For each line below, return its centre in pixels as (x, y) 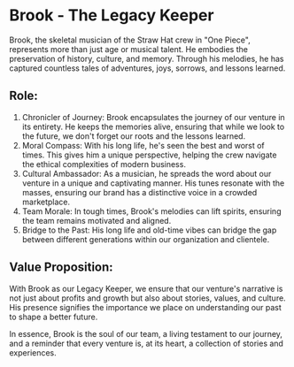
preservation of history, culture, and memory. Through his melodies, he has (147, 58)
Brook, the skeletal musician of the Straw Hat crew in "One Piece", (130, 40)
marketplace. (46, 202)
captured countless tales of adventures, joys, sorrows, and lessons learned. (147, 68)
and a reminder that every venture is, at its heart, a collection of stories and (146, 343)
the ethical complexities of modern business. (104, 164)
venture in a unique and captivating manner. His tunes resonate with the (153, 183)
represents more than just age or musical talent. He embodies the (128, 49)
